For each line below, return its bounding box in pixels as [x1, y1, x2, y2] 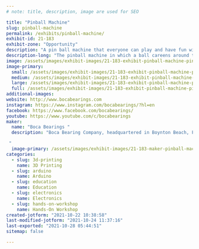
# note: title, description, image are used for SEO [6, 8, 139, 15]
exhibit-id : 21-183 [6, 36, 54, 42]
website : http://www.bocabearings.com [6, 97, 102, 103]
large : [11, 80, 28, 86]
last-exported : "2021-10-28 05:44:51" [6, 223, 102, 229]
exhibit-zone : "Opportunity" [6, 41, 78, 47]
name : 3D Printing [17, 162, 62, 168]
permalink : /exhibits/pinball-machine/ [6, 30, 105, 36]
